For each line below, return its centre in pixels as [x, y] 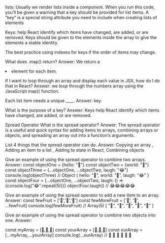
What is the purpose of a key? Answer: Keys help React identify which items [82, 110]
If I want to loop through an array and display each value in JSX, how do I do [82, 81]
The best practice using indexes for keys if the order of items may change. [81, 52]
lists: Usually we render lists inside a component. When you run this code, [80, 7]
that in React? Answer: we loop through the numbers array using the [74, 86]
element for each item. [34, 71]
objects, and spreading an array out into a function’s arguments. [70, 135]
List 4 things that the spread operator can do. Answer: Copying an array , [79, 145]
